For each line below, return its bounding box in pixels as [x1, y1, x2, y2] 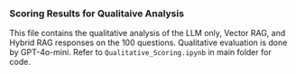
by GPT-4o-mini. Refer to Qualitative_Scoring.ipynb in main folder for [9, 47, 273, 58]
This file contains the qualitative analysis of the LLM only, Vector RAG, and [9, 28, 286, 39]
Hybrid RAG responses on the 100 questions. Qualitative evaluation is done [9, 37, 288, 48]
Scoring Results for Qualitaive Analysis [9, 7, 185, 20]
